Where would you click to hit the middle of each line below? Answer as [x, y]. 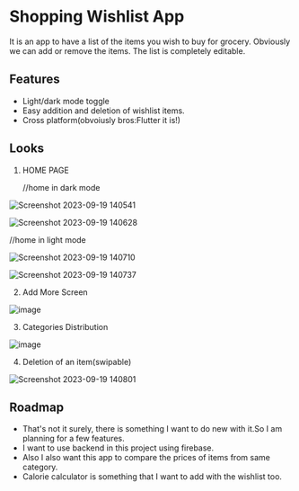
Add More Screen [55, 292]
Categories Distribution [65, 326]
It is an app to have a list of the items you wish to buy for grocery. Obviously [150, 41]
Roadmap [37, 407]
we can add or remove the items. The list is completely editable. [128, 50]
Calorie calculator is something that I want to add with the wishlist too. [152, 477]
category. [40, 467]
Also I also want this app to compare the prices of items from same [146, 458]
